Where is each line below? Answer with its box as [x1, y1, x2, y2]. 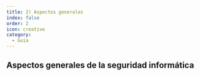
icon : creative [6, 26, 45, 32]
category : [6, 32, 32, 38]
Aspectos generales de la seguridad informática [6, 60, 194, 70]
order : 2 [6, 20, 29, 26]
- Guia [12, 37, 29, 44]
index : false [6, 15, 40, 21]
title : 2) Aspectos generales [6, 9, 84, 15]
